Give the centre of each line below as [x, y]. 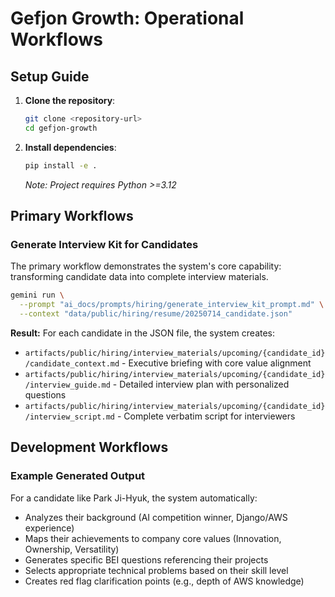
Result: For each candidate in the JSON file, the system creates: [143, 333]
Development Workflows [89, 447]
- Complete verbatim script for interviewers [206, 416]
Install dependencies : [70, 147]
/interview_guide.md [67, 385]
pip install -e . [61, 165]
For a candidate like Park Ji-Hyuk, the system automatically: [134, 498]
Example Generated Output [78, 476]
